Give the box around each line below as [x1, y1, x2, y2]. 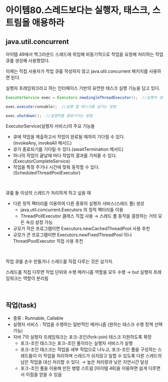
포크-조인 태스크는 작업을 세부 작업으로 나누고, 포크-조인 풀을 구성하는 [20, 346, 157, 352]
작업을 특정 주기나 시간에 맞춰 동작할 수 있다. [12, 164, 100, 170]
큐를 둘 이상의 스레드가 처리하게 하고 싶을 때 [5, 189, 91, 196]
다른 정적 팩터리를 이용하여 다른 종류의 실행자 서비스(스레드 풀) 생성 [12, 200, 144, 206]
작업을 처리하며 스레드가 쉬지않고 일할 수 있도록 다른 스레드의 [42, 353, 162, 359]
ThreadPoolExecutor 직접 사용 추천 [12, 238, 83, 244]
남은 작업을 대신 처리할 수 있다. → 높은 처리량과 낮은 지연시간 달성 [20, 359, 149, 365]
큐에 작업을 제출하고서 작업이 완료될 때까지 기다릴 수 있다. [12, 133, 125, 139]
